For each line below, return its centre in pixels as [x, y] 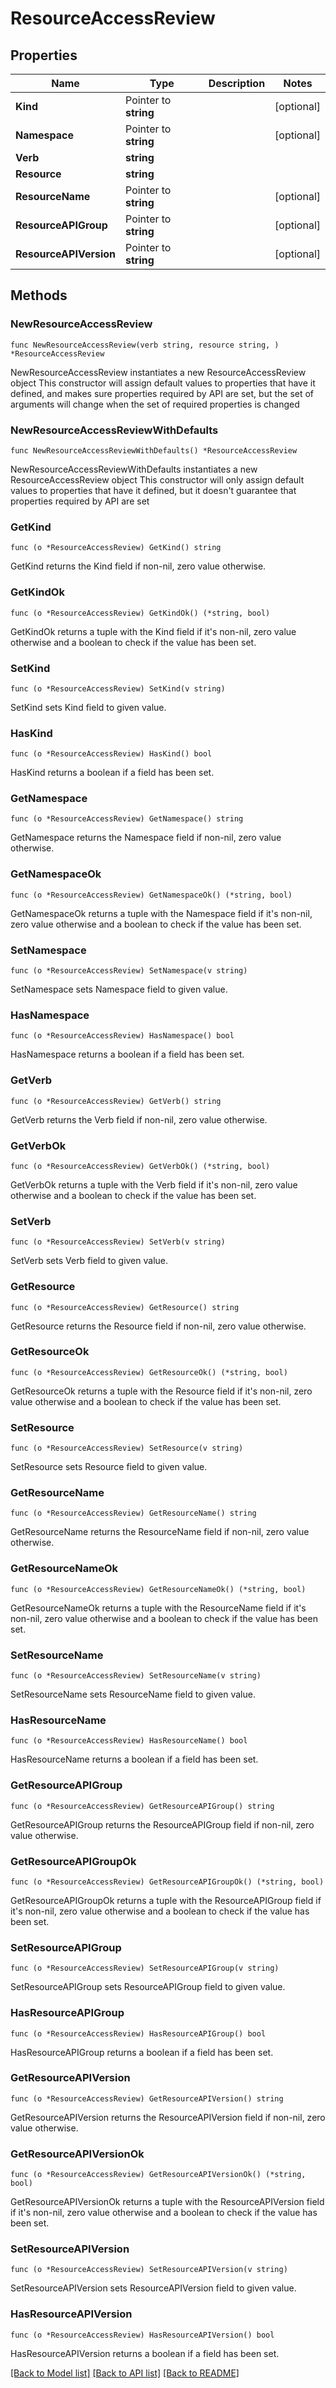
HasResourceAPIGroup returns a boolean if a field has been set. [142, 2052]
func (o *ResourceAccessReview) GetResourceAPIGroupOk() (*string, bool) [167, 1882]
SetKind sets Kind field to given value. [88, 707]
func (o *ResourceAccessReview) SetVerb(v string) [118, 1242]
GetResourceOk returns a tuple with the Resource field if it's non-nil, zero [161, 1391]
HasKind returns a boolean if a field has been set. [112, 773]
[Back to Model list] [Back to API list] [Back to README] [125, 2373]
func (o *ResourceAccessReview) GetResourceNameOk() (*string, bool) [158, 1589]
